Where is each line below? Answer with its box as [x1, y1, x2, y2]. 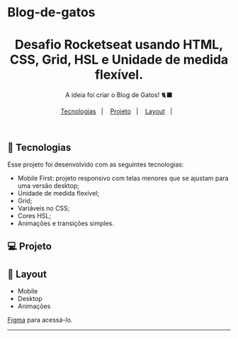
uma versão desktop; [17, 181, 80, 190]
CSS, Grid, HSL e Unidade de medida [9, 52, 229, 68]
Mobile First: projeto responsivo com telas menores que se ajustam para [17, 174, 229, 182]
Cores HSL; [17, 211, 52, 220]
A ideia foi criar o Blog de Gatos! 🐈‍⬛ [65, 91, 173, 99]
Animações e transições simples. [17, 219, 115, 227]
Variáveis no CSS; [17, 203, 70, 213]
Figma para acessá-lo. [7, 316, 73, 325]
